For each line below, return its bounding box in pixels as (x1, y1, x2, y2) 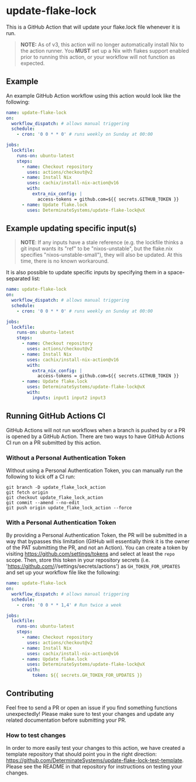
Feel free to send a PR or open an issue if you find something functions (6, 704, 177, 711)
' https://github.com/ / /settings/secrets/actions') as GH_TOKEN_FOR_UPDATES (6, 563, 180, 570)
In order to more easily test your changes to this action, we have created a (6, 745, 185, 752)
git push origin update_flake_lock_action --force (6, 505, 132, 511)
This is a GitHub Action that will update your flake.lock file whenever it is (6, 23, 180, 30)
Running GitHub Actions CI (6, 411, 106, 421)
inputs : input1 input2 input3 (32, 395, 106, 401)
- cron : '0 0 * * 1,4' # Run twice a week (16, 602, 122, 608)
